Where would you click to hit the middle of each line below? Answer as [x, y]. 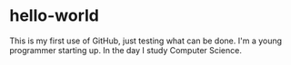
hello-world [55, 16]
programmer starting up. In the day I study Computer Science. [126, 50]
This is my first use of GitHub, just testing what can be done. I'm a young [146, 41]
